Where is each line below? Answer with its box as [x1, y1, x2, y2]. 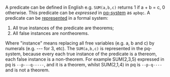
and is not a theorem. [5, 67, 50, 73]
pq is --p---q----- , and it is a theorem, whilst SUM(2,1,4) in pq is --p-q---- [5, 62, 162, 67]
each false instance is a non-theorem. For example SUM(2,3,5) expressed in [5, 56, 164, 62]
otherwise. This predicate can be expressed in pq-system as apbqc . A [5, 10, 151, 16]
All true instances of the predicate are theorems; [12, 25, 114, 31]
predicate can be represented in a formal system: [5, 15, 109, 21]
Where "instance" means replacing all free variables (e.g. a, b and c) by [5, 40, 155, 46]
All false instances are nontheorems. [12, 30, 89, 36]
